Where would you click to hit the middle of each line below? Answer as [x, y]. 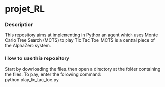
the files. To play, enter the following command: [53, 74]
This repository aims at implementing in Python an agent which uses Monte [82, 35]
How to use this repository [37, 58]
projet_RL [25, 9]
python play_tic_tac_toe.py [32, 79]
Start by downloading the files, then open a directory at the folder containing [83, 69]
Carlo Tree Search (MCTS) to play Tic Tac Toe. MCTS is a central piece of [80, 40]
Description [19, 25]
